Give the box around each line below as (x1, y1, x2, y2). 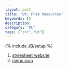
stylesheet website (12, 52, 50, 58)
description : (5, 20, 31, 26)
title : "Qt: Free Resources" (5, 12, 64, 17)
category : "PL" (5, 25, 36, 30)
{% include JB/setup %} (5, 43, 53, 49)
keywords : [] (5, 16, 31, 21)
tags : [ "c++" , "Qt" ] (5, 30, 44, 34)
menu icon (12, 58, 33, 63)
